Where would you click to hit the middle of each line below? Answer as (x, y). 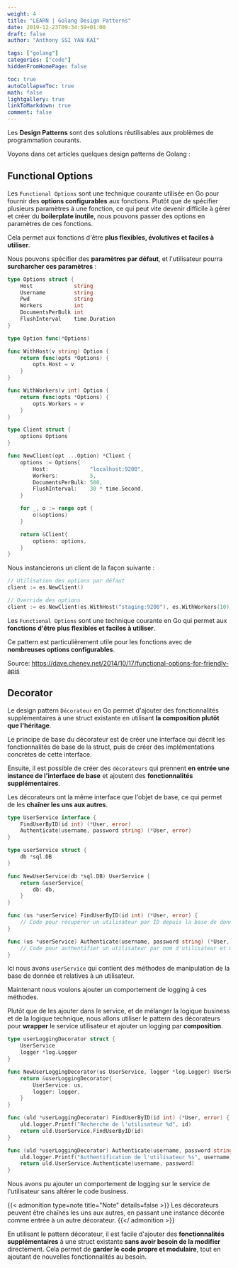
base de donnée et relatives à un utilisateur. (71, 976)
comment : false (30, 112)
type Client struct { (39, 430)
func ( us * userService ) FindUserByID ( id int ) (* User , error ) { (103, 916)
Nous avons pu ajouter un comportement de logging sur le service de (109, 1184)
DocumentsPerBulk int (52, 313)
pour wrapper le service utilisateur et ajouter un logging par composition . (115, 1026)
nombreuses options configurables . (61, 649)
